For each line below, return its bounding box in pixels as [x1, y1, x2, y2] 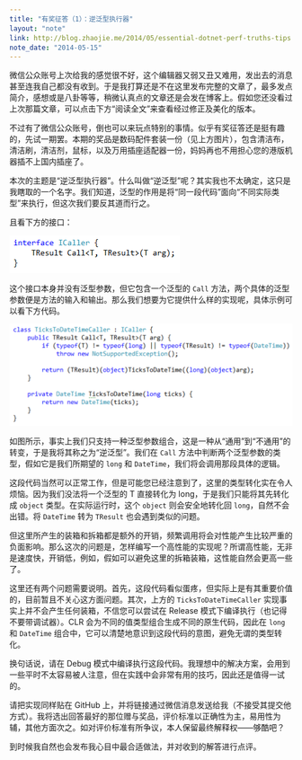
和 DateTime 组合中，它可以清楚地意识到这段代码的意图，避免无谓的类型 [9, 628, 275, 639]
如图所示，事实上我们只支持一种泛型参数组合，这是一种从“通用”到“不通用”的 [9, 436, 291, 446]
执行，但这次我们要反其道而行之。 [28, 198, 155, 208]
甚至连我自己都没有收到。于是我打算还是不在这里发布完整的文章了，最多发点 [9, 81, 293, 92]
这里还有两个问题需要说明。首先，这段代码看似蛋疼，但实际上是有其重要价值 [9, 583, 293, 594]
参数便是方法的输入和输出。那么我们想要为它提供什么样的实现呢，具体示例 [9, 295, 285, 305]
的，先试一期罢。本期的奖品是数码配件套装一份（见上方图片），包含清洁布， [9, 134, 289, 145]
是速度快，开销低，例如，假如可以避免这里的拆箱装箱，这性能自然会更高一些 [9, 552, 293, 563]
